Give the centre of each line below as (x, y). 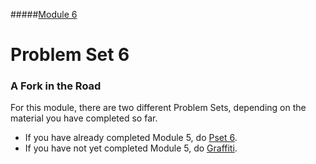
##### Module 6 (44, 14)
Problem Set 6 (70, 55)
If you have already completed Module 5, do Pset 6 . (131, 138)
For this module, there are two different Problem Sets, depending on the (158, 108)
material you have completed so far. (84, 118)
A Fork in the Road (56, 86)
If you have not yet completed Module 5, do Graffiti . (131, 148)
